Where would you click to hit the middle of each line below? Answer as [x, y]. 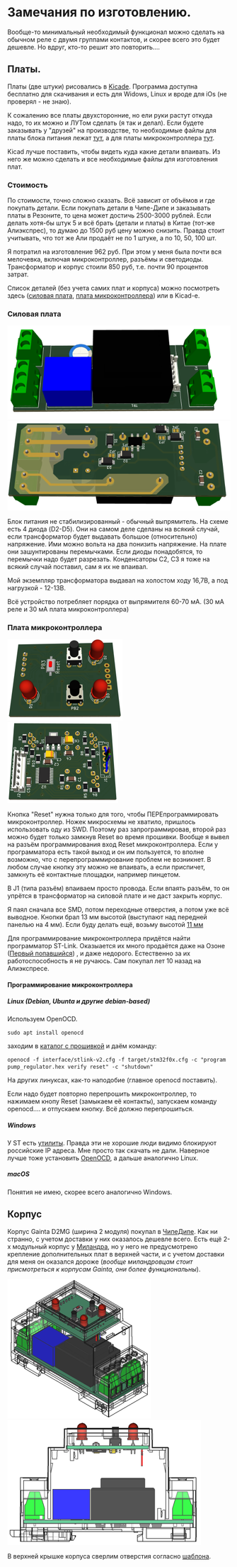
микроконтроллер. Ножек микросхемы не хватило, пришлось [102, 822]
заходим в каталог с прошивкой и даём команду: [82, 1045]
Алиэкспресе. [28, 969]
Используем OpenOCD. [42, 1018]
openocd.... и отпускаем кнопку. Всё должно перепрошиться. [101, 1108]
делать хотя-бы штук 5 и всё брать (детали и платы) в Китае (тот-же [111, 223]
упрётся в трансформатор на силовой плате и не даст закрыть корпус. [115, 896]
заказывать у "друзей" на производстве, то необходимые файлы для [112, 130]
